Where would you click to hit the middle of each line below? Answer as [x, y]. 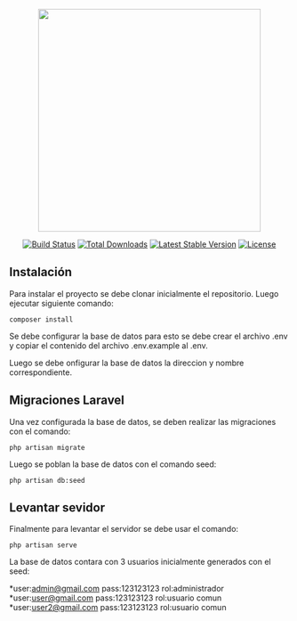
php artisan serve [43, 545]
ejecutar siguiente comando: [61, 303]
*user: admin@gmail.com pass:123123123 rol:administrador [117, 589]
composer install [41, 319]
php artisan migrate [48, 447]
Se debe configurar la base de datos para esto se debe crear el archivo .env [148, 336]
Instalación [41, 272]
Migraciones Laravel [67, 400]
